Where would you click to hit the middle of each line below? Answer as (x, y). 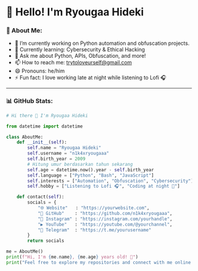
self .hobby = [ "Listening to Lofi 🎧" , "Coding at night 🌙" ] (104, 186)
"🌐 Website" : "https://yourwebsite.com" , (93, 208)
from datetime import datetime (44, 126)
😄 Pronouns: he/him (39, 71)
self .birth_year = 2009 (56, 159)
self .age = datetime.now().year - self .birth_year (91, 170)
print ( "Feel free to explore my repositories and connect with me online (99, 262)
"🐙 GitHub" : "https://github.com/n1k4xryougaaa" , (105, 213)
